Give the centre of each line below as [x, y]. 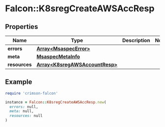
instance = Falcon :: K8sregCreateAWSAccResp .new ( [56, 102]
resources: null [26, 116]
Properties [22, 27]
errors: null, [24, 107]
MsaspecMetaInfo [58, 57]
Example [19, 82]
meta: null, [22, 111]
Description [136, 40]
